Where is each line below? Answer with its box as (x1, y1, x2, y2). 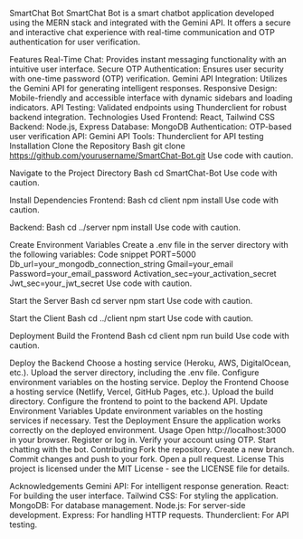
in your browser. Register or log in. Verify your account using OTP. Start (9, 434, 276, 445)
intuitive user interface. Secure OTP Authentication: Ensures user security (9, 63, 285, 74)
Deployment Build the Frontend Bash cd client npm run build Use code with (9, 330, 289, 341)
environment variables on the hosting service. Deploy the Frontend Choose (9, 377, 289, 387)
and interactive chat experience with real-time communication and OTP (9, 27, 276, 37)
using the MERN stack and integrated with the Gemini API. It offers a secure (9, 17, 291, 28)
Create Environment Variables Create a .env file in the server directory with (9, 240, 289, 250)
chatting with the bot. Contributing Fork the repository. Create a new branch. (9, 444, 295, 455)
